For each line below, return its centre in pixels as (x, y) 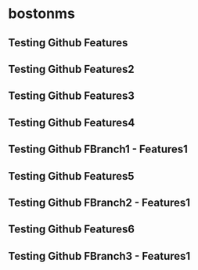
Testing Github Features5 (71, 176)
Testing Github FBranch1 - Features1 (98, 150)
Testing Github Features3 (72, 96)
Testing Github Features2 (71, 69)
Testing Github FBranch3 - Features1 (99, 256)
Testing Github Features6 (72, 230)
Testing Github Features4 (72, 122)
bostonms (42, 14)
